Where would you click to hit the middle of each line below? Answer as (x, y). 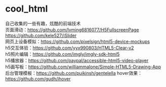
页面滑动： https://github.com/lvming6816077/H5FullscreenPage (72, 30)
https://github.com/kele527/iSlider (41, 35)
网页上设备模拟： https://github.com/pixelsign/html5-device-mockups (78, 41)
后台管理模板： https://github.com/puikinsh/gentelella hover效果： (74, 73)
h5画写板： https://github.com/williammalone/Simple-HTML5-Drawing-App (83, 67)
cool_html (27, 9)
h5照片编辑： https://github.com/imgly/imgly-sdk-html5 (63, 54)
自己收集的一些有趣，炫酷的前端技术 (43, 23)
